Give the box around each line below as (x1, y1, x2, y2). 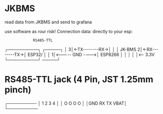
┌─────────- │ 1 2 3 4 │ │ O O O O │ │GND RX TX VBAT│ (4, 100, 127, 106)
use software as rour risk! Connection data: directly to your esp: (4, 28, 133, 34)
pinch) (4, 84, 32, 95)
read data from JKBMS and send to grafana (4, 19, 92, 25)
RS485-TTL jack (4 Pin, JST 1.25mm (4, 74, 154, 85)
